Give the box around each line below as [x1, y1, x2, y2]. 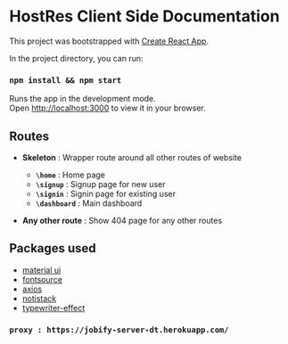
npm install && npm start [9, 75, 122, 86]
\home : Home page [35, 169, 105, 180]
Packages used [9, 241, 96, 256]
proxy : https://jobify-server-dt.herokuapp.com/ [9, 324, 229, 335]
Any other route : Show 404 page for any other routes [21, 216, 223, 226]
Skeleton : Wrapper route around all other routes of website [21, 152, 243, 163]
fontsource [21, 274, 62, 284]
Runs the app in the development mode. [9, 94, 156, 104]
